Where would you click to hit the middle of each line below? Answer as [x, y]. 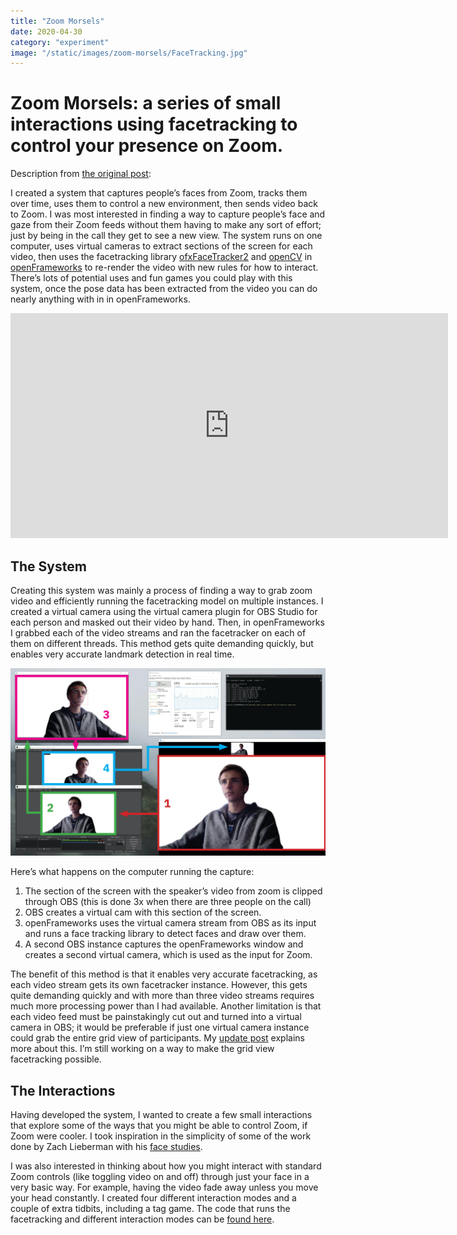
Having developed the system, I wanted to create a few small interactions [161, 1115]
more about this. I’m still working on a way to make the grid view [142, 1049]
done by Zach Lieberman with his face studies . [106, 1147]
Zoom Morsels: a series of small [146, 103]
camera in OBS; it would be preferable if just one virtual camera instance [160, 1027]
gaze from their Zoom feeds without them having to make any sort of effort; [166, 225]
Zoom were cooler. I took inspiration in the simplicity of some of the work [161, 1136]
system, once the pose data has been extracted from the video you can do [164, 289]
